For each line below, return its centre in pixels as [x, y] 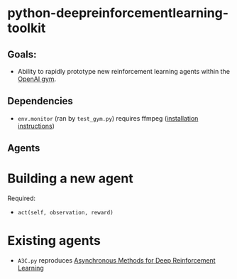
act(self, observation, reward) [65, 213]
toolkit [27, 28]
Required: [22, 198]
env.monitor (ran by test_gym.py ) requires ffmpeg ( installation [108, 118]
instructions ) [36, 126]
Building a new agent [70, 179]
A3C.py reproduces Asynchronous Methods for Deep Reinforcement [116, 261]
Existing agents [54, 241]
